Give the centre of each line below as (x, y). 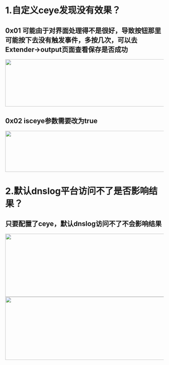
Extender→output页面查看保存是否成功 (67, 49)
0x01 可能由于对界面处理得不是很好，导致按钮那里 (83, 31)
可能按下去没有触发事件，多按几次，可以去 (71, 40)
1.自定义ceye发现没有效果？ (63, 10)
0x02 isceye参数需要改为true (52, 121)
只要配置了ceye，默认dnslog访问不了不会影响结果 (83, 224)
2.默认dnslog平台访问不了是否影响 (77, 191)
